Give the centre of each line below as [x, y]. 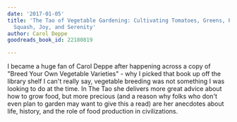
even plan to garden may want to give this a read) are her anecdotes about [116, 104]
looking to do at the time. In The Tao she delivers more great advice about [115, 89]
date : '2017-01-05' [36, 14]
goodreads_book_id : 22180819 [50, 40]
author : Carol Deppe [38, 33]
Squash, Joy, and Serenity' [55, 27]
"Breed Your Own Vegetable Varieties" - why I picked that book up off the [114, 74]
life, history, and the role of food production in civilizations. [93, 111]
